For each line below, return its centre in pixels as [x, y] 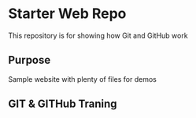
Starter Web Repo [67, 14]
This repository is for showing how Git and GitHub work [98, 35]
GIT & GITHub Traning [63, 104]
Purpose [30, 60]
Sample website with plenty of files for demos [83, 79]
